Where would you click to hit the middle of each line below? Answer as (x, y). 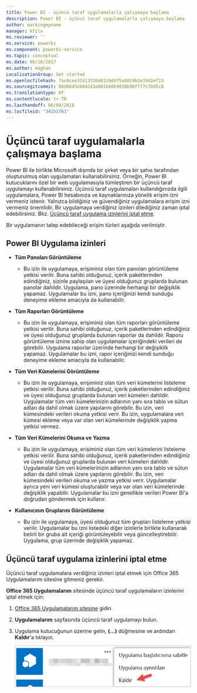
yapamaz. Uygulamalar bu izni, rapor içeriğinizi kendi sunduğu (98, 354)
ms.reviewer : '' (26, 37)
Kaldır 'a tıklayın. (34, 637)
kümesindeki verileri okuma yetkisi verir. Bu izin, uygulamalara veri (103, 414)
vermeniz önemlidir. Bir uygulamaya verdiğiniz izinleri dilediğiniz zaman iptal (98, 207)
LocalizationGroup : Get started (45, 74)
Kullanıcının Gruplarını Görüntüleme (59, 511)
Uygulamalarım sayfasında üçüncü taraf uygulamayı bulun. (86, 620)
